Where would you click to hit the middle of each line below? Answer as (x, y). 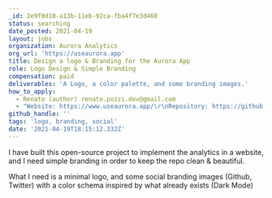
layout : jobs (30, 39)
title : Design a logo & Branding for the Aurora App (99, 62)
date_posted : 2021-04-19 (50, 31)
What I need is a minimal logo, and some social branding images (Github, (130, 176)
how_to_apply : (32, 91)
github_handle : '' (39, 114)
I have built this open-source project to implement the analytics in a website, (136, 152)
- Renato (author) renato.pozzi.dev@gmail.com (96, 99)
